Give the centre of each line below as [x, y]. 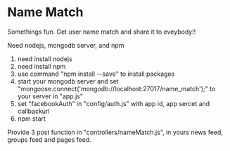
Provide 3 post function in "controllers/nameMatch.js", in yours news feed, [115, 132]
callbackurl [33, 111]
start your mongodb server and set [68, 81]
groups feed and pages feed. [49, 139]
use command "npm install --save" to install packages [96, 74]
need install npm [41, 66]
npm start [31, 118]
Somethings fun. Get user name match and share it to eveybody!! [102, 32]
